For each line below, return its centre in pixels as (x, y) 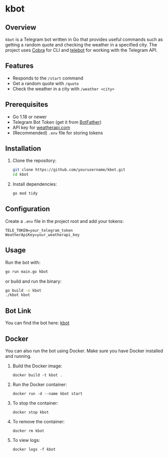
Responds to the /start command (48, 78)
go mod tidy (25, 194)
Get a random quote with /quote (46, 83)
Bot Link (18, 311)
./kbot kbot (18, 295)
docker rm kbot (28, 431)
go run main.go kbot (27, 272)
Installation (23, 149)
